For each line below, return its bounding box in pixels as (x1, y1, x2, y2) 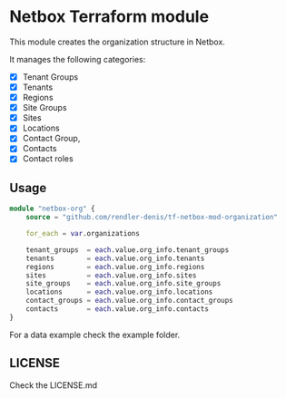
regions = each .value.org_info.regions (25, 262, 205, 271)
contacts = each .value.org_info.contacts (25, 305, 209, 314)
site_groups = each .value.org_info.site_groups (25, 279, 222, 288)
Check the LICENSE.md (9, 379, 98, 391)
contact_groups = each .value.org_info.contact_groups (25, 296, 233, 306)
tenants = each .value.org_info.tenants (25, 254, 205, 263)
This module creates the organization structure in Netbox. (9, 36, 225, 47)
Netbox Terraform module (9, 6, 210, 27)
